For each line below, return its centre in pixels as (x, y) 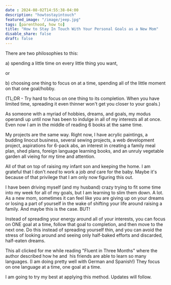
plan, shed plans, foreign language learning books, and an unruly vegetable (85, 151)
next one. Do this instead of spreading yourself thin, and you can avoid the (84, 230)
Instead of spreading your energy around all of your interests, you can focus (86, 219)
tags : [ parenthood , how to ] (35, 24)
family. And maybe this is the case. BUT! (48, 209)
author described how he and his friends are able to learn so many (76, 256)
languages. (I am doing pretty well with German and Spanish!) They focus (82, 261)
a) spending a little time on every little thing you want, (62, 63)
